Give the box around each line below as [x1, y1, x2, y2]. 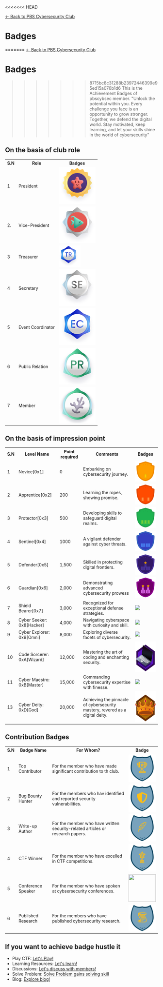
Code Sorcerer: [18, 651, 49, 658]
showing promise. [83, 495, 119, 501]
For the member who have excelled [52, 853, 122, 859]
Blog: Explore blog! [12, 976, 50, 982]
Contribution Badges [5, 733, 69, 741]
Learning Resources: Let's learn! [12, 961, 77, 967]
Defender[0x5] [18, 562, 49, 567]
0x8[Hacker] [18, 622, 45, 628]
